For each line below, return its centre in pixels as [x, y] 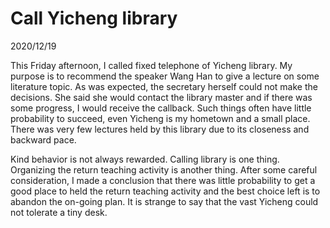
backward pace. [43, 139]
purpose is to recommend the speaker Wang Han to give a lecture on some [165, 76]
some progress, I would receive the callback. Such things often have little [161, 108]
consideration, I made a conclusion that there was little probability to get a [163, 180]
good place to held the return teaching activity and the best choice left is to [165, 191]
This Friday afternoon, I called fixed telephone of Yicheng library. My [151, 65]
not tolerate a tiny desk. [59, 212]
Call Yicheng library [94, 18]
